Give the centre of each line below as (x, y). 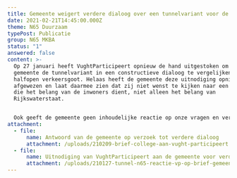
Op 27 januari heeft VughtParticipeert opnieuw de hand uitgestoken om (121, 66)
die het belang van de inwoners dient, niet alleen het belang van (115, 92)
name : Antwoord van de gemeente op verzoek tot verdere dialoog (122, 137)
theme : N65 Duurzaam (38, 27)
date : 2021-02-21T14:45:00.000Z (55, 20)
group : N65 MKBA (31, 40)
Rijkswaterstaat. (39, 99)
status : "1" (25, 46)
